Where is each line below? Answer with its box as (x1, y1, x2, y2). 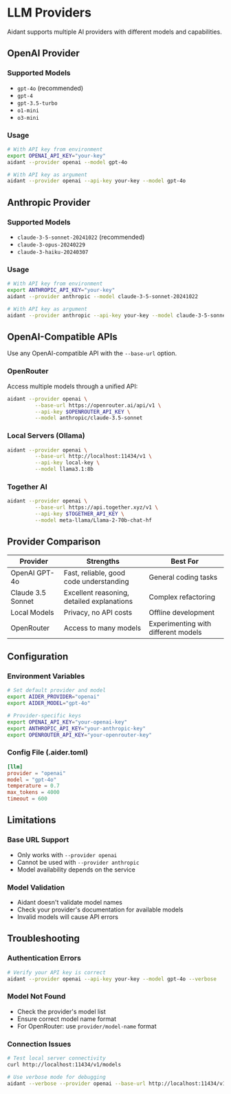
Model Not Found (7, 991, 66, 1001)
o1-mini (16, 107, 39, 114)
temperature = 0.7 (7, 783, 60, 790)
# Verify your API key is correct (7, 969, 107, 976)
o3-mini (16, 114, 39, 121)
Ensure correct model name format (16, 1014, 117, 1023)
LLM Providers (7, 5, 91, 21)
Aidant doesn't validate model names (16, 898, 122, 907)
